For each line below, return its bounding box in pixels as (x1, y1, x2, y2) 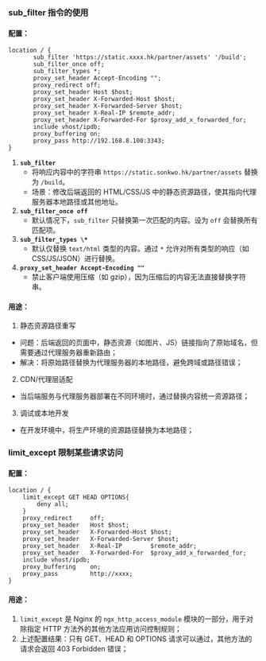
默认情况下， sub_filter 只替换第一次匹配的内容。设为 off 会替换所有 (31, 216, 258, 225)
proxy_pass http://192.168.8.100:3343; (33, 137, 165, 145)
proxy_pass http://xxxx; (22, 570, 133, 578)
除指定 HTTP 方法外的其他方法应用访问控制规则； (19, 624, 183, 633)
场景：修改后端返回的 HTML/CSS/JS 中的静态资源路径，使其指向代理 (31, 187, 256, 196)
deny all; (37, 500, 69, 508)
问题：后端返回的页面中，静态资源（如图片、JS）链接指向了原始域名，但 (19, 338, 258, 348)
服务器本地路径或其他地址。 (31, 197, 123, 207)
